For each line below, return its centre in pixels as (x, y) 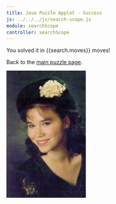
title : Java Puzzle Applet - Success (54, 13)
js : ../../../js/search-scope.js (49, 19)
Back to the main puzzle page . (45, 62)
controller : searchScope (38, 32)
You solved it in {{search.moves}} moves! (58, 50)
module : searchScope (33, 26)
